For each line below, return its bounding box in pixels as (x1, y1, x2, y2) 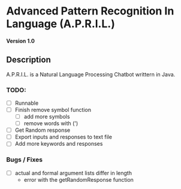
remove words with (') (23, 120, 79, 127)
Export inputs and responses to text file (14, 134, 113, 141)
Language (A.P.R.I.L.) (6, 17, 115, 31)
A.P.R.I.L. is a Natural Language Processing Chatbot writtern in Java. (6, 70, 176, 78)
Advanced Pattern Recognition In (6, 4, 174, 18)
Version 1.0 (6, 37, 35, 45)
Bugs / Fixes (6, 155, 43, 164)
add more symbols (23, 113, 70, 120)
